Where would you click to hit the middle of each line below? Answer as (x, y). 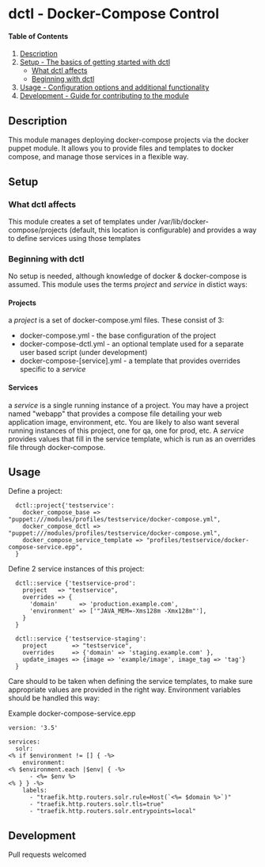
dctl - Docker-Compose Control (114, 14)
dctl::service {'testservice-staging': (81, 639)
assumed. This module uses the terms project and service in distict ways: (128, 285)
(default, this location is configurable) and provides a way (163, 230)
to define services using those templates (74, 238)
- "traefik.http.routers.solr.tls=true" (97, 804)
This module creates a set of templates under (82, 221)
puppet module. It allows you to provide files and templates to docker (121, 148)
